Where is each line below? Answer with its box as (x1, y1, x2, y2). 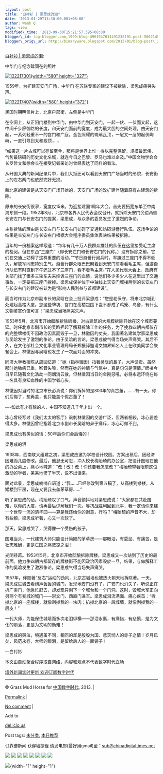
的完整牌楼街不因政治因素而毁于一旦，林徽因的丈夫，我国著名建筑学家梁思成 (5, 330, 158, 336)
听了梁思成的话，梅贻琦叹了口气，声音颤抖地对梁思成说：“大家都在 (5, 496, 139, 502)
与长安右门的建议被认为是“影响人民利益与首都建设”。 (5, 285, 111, 291)
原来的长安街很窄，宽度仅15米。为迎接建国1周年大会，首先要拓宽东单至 (5, 203, 147, 209)
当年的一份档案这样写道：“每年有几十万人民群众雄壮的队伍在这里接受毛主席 (5, 242, 156, 248)
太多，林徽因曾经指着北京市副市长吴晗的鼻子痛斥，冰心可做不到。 (9, 420, 141, 426)
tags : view (5, 25, 27, 30)
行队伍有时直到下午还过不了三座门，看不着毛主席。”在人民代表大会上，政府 (5, 267, 154, 273)
